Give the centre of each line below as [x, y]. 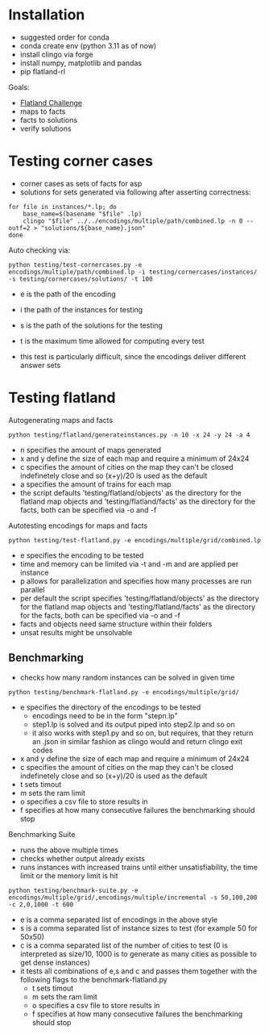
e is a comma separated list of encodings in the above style [119, 919]
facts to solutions [49, 119]
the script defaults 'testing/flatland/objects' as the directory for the [130, 492]
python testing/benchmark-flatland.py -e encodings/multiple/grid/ [124, 692]
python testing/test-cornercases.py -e [75, 265]
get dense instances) [55, 962]
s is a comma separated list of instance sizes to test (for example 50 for [139, 928]
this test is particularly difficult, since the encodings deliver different [133, 356]
